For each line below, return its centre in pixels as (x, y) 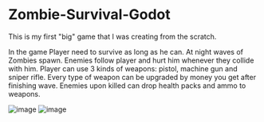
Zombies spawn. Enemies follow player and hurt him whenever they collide (131, 60)
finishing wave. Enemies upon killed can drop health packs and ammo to (127, 86)
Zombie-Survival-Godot (90, 15)
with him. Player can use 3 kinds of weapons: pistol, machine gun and (123, 68)
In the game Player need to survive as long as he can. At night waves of (126, 51)
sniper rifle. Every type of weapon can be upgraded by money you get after (132, 77)
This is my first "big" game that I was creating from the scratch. (112, 36)
